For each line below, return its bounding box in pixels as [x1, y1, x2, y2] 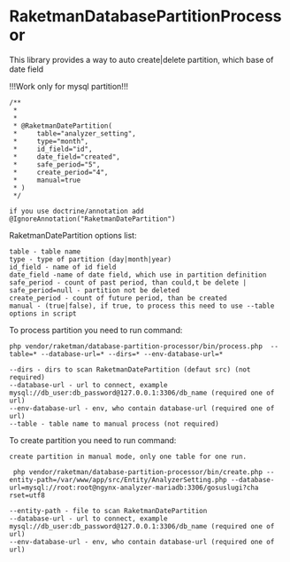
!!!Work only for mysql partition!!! [9, 81, 128, 91]
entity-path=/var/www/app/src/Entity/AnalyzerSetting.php [9, 475, 227, 484]
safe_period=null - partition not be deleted [9, 285, 179, 294]
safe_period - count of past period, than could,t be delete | [9, 277, 248, 287]
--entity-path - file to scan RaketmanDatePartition [9, 506, 208, 515]
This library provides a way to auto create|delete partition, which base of [9, 54, 274, 65]
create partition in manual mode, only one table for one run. [9, 452, 248, 461]
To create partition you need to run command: [9, 434, 177, 445]
